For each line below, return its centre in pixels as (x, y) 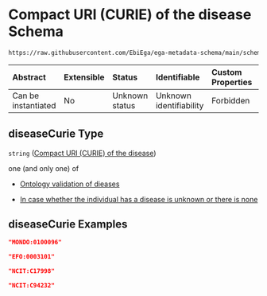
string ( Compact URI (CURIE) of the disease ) (82, 153)
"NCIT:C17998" (32, 271)
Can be (26, 95)
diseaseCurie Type (56, 134)
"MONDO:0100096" (35, 243)
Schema (36, 31)
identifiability (180, 105)
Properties (232, 82)
